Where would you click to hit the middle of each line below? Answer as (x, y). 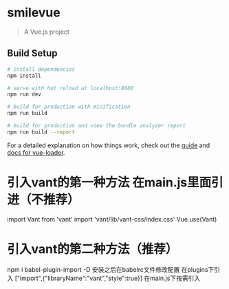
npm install (24, 76)
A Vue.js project (47, 32)
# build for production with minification (69, 107)
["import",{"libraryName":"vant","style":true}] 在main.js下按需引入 (108, 278)
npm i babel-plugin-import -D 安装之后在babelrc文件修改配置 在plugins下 (111, 269)
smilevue (34, 13)
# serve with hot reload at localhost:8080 (70, 88)
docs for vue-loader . (36, 152)
